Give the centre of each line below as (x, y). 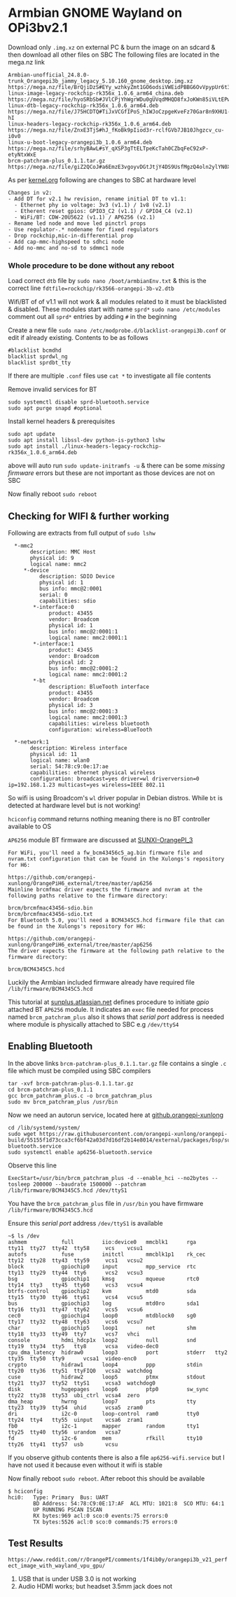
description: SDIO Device (77, 577)
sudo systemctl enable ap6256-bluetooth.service (80, 1152)
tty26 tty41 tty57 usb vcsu (63, 1444)
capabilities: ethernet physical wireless (93, 773)
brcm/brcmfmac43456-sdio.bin (50, 908)
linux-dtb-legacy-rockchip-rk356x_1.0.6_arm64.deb (83, 105)
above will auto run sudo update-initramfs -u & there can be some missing (117, 466)
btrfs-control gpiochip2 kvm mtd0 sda (102, 1291)
